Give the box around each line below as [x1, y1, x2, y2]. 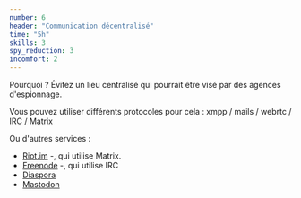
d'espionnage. [9, 89, 63, 99]
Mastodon [21, 179, 60, 189]
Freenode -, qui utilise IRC [21, 160, 119, 170]
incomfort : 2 [9, 55, 58, 64]
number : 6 [9, 13, 47, 22]
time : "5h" [9, 30, 50, 39]
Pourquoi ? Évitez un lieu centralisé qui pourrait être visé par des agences [9, 80, 281, 90]
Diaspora [21, 169, 56, 180]
